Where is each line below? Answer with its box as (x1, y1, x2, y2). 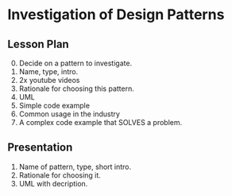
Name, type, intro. (18, 67, 79, 76)
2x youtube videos (18, 76, 80, 84)
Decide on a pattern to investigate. (18, 58, 133, 68)
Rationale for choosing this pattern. (18, 84, 134, 93)
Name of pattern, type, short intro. (18, 162, 132, 171)
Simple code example (18, 101, 91, 110)
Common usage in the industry (18, 109, 121, 119)
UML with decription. (18, 178, 88, 188)
